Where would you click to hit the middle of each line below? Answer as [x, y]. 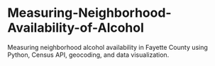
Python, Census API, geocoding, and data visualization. [88, 55]
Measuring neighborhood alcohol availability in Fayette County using [107, 47]
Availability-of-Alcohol [76, 28]
